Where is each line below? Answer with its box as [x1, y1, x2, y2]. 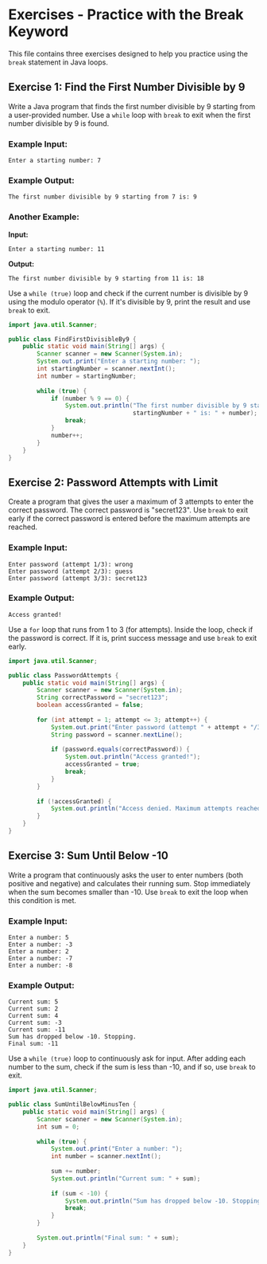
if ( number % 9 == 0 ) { [50, 395, 130, 402]
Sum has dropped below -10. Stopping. [8, 1033, 137, 1041]
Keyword [8, 22, 69, 41]
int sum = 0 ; [37, 1122, 80, 1131]
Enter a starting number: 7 [8, 157, 102, 165]
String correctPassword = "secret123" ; [37, 693, 169, 702]
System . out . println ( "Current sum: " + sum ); [50, 1174, 201, 1183]
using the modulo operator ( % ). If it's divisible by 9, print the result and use [8, 296, 251, 306]
